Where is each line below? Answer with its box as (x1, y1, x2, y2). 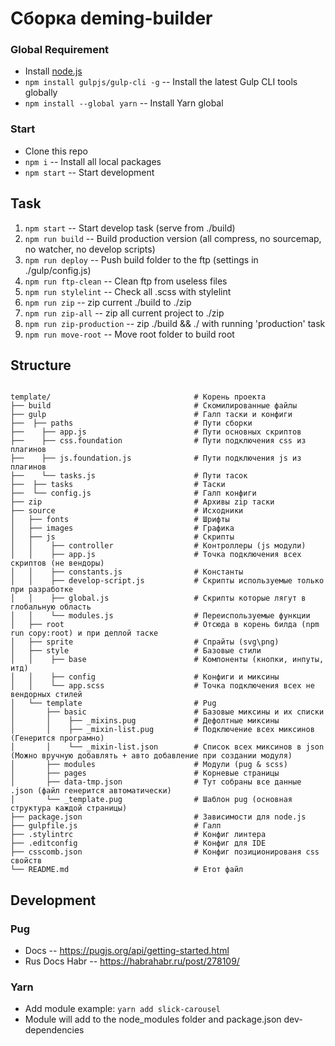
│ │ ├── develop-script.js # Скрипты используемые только (10, 576, 325, 586)
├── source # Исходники (10, 506, 244, 516)
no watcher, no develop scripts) (24, 243, 156, 255)
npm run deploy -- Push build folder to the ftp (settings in (24, 253, 259, 266)
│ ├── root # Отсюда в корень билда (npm (10, 620, 320, 630)
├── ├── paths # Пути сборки (10, 418, 253, 429)
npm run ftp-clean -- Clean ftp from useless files (24, 275, 228, 287)
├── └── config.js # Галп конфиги (10, 488, 257, 499)
